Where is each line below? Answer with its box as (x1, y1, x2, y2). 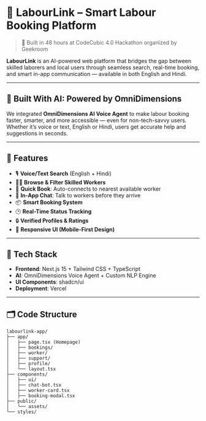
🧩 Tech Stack (6, 249, 58, 259)
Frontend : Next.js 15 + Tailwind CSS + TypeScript (15, 265, 141, 273)
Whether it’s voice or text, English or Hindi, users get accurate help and (6, 123, 186, 131)
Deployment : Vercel (15, 285, 67, 292)
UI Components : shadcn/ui (15, 278, 85, 286)
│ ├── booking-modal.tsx (6, 393, 75, 399)
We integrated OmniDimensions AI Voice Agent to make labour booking (6, 110, 189, 117)
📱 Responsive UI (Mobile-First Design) (15, 226, 115, 233)
